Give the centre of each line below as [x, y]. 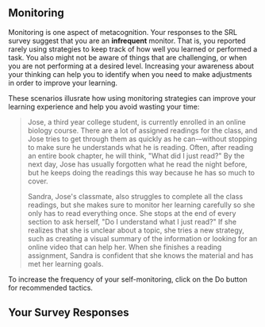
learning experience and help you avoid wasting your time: [104, 106]
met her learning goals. [65, 264]
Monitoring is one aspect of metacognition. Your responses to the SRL [123, 32]
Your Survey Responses [69, 313]
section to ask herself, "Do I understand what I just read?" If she [132, 221]
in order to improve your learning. [63, 83]
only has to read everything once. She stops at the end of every [132, 213]
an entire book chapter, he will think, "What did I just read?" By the [136, 156]
